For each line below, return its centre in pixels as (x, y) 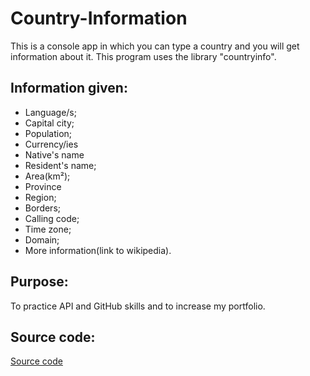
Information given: (69, 88)
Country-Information (99, 18)
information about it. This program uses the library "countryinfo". (143, 56)
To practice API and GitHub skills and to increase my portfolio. (138, 306)
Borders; (43, 208)
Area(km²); (47, 176)
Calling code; (52, 218)
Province (43, 186)
